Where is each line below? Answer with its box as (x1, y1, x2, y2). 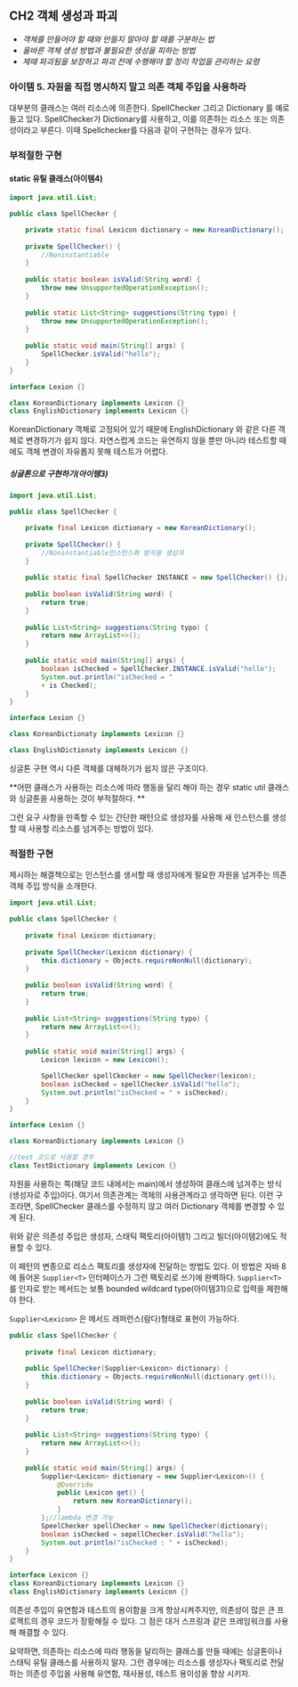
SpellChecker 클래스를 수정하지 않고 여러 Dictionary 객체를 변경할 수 (35, 1200, 276, 1211)
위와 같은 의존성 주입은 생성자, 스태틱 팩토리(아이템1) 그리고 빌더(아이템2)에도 (9, 1231, 278, 1241)
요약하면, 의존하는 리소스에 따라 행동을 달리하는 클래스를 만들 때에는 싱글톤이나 (9, 1645, 283, 1656)
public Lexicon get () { (56, 1488, 145, 1497)
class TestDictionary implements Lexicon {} (9, 1161, 177, 1170)
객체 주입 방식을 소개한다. (9, 880, 98, 891)
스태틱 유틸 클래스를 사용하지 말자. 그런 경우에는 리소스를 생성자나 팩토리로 (9, 1657, 269, 1667)
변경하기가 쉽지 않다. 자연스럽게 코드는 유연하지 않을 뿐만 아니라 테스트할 (25, 435, 278, 446)
